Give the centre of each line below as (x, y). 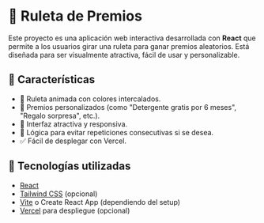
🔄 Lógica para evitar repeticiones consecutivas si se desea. (117, 132)
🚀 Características (52, 79)
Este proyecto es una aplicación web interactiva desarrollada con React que (132, 38)
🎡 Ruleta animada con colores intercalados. (90, 99)
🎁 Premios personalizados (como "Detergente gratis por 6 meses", (128, 107)
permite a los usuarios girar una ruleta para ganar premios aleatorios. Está (129, 46)
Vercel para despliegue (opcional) (75, 210)
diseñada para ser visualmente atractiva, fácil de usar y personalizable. (124, 55)
